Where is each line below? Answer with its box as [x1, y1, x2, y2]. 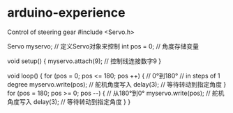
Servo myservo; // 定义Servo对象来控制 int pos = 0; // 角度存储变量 [7, 42, 199, 50]
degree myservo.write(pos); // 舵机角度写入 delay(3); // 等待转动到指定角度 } [7, 80, 227, 88]
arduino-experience [7, 5, 126, 21]
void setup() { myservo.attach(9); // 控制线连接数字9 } [7, 57, 162, 65]
